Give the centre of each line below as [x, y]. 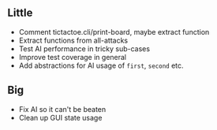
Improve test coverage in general [73, 57]
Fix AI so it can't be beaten [62, 109]
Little [20, 13]
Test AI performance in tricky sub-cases [84, 48]
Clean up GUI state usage [60, 117]
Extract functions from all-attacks [73, 40]
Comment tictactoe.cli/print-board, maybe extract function [114, 32]
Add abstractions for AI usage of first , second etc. [101, 65]
